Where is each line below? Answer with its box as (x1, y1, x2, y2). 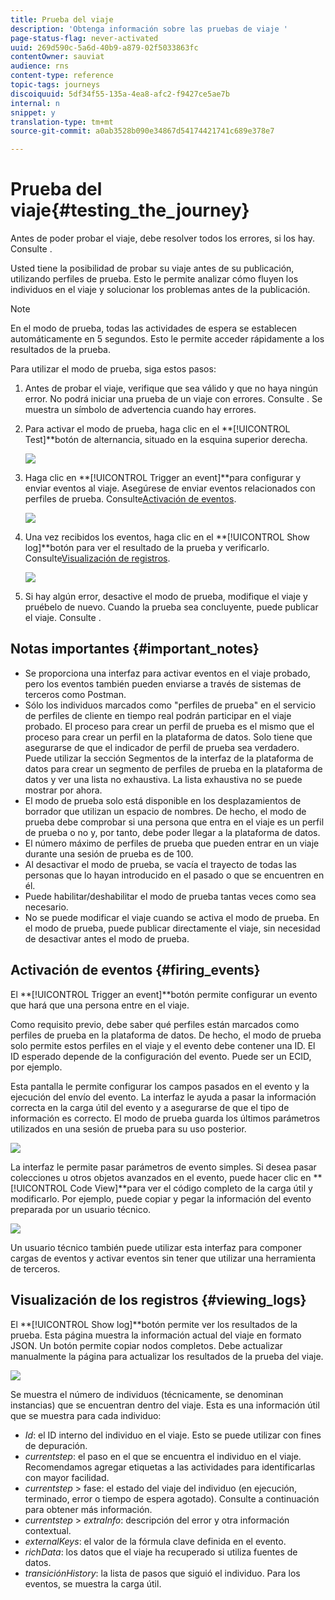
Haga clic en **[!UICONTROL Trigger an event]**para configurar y (24, 472, 302, 484)
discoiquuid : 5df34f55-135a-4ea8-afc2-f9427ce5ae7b (10, 89, 230, 99)
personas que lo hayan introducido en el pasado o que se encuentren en (24, 869, 325, 881)
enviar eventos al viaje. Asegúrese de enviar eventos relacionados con (24, 482, 316, 495)
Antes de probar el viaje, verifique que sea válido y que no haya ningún (24, 382, 319, 395)
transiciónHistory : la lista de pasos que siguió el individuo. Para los (24, 1567, 301, 1579)
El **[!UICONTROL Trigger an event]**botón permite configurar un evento (10, 988, 318, 1000)
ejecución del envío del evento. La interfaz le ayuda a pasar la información (10, 1091, 317, 1103)
